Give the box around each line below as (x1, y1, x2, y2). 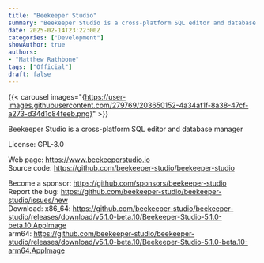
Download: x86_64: (8, 203, 71, 213)
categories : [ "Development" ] (8, 33, 104, 42)
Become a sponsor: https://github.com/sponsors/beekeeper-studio (8, 178, 227, 188)
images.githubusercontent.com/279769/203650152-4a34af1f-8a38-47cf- (8, 100, 249, 110)
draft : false (8, 70, 51, 78)
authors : (8, 48, 37, 56)
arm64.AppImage (8, 246, 66, 255)
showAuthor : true (8, 41, 66, 49)
